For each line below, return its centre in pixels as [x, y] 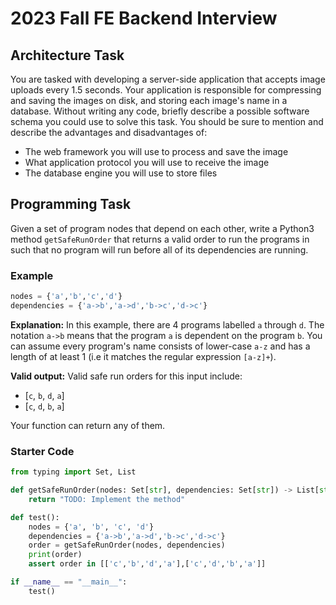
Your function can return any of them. [88, 425]
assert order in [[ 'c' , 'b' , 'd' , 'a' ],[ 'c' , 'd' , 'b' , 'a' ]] [147, 564]
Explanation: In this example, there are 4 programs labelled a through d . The [167, 324]
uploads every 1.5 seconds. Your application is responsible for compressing [166, 90]
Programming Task [71, 204]
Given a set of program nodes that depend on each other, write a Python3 [162, 228]
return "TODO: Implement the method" [107, 499]
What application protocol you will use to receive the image [147, 162]
